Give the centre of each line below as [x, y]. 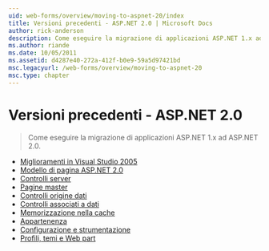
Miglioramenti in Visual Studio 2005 [78, 161]
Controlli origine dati [53, 195]
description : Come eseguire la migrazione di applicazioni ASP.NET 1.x [130, 38]
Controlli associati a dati [60, 204]
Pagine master [44, 187]
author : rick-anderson [46, 30]
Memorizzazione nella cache [67, 213]
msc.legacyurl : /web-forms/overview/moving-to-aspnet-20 [105, 68]
